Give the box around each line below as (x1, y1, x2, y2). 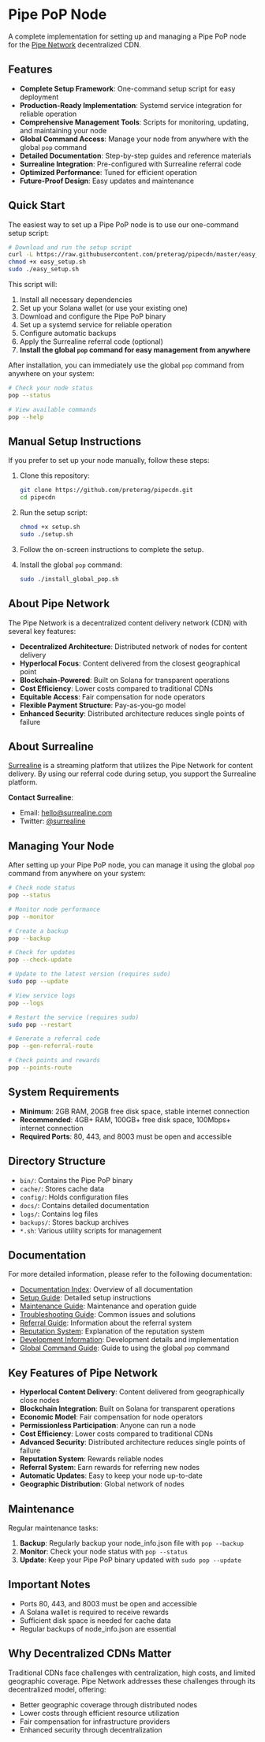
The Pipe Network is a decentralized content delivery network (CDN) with (8, 617, 248, 628)
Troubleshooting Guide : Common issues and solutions (19, 1310, 196, 1319)
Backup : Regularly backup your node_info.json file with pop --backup (19, 1539, 244, 1547)
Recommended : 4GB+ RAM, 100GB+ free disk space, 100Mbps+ (19, 1114, 231, 1125)
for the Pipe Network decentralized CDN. (8, 39, 142, 49)
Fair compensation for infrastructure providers (19, 1717, 170, 1726)
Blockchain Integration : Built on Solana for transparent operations (19, 1404, 235, 1413)
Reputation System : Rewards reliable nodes (19, 1454, 164, 1464)
